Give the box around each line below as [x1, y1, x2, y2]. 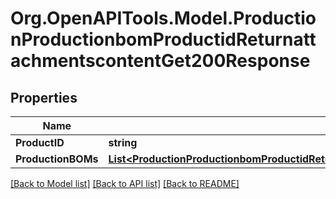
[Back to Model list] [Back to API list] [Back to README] [10, 178, 240, 189]
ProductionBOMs [15, 152, 99, 166]
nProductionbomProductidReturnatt [10, 28, 317, 51]
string [108, 136, 138, 149]
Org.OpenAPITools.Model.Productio [10, 7, 317, 30]
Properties [10, 89, 78, 106]
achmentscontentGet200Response [10, 50, 311, 72]
